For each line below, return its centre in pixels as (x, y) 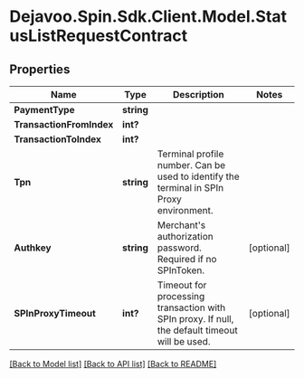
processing (181, 296)
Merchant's (181, 225)
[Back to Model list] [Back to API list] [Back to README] (113, 364)
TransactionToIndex (58, 139)
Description (199, 94)
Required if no (187, 259)
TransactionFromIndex (64, 124)
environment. (185, 210)
